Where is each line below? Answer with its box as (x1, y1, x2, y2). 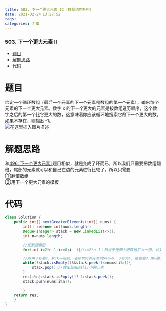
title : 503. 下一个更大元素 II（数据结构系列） (5, 7, 94, 12)
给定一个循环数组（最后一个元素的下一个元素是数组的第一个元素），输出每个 (5, 100, 159, 105)
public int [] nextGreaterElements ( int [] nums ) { (14, 220, 116, 225)
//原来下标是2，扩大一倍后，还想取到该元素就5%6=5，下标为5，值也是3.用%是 (23, 256, 160, 261)
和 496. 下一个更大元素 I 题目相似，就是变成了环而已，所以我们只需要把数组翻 (5, 160, 161, 166)
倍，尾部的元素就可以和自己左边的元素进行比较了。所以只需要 (5, 167, 131, 173)
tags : (5, 16, 16, 21)
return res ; (14, 293, 39, 298)
